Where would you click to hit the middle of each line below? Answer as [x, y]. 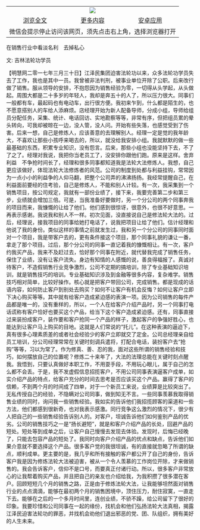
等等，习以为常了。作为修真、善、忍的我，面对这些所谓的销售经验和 [97, 349]
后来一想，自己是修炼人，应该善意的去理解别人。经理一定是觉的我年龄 [102, 133]
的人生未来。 [22, 521]
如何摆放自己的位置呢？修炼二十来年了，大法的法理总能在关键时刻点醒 [102, 357]
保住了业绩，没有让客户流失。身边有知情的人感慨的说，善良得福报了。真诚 [97, 260]
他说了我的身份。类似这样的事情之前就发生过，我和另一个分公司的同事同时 [97, 230]
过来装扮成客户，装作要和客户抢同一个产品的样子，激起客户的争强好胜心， [97, 319]
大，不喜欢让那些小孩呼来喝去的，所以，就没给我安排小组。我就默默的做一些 [100, 140]
